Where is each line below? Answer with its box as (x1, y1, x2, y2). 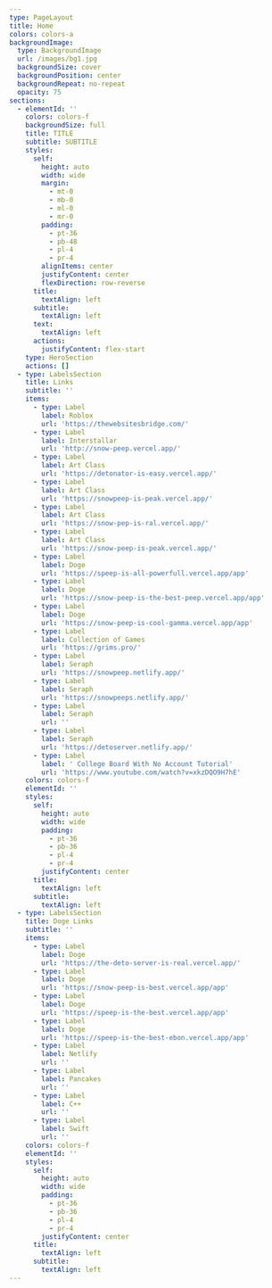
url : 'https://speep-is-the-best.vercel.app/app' (41, 1008, 229, 1017)
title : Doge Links (25, 917, 94, 926)
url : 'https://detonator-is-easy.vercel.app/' (41, 469, 218, 478)
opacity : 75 (17, 87, 62, 96)
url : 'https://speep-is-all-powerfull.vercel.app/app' (41, 568, 250, 578)
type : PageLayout (9, 12, 74, 22)
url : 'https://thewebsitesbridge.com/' (41, 419, 190, 428)
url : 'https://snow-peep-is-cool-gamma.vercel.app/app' (41, 618, 253, 627)
